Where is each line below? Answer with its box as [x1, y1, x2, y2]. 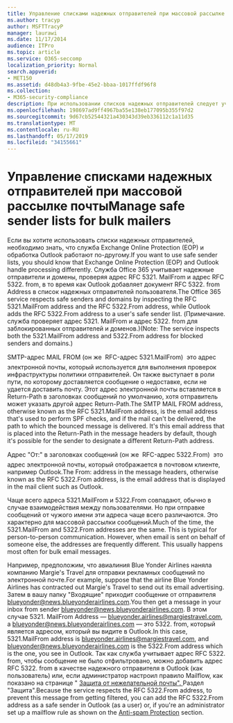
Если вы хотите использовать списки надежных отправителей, [7, 236, 195, 245]
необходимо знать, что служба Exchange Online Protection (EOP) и [7, 243, 205, 252]
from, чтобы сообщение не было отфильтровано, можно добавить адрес [7, 656, 223, 665]
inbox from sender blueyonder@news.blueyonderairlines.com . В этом [7, 605, 207, 613]
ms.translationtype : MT [7, 119, 76, 127]
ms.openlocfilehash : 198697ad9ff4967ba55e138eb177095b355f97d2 [7, 107, 194, 114]
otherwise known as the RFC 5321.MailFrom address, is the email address [7, 407, 218, 416]
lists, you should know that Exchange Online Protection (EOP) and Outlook [7, 258, 219, 267]
